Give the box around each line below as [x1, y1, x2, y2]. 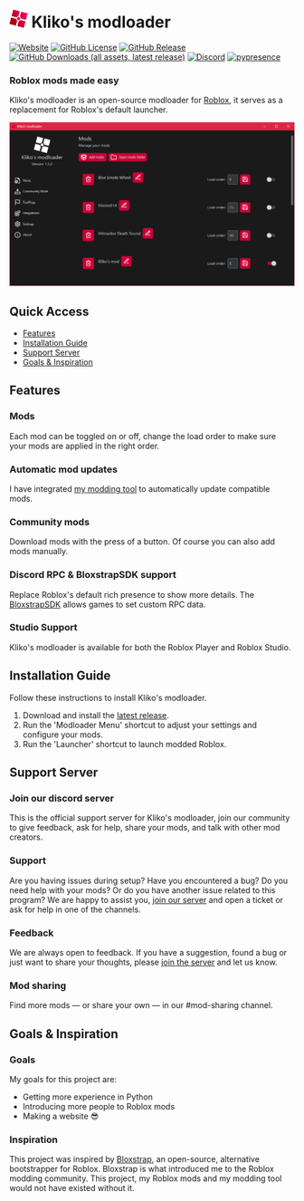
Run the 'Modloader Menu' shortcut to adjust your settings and [22, 719, 258, 730]
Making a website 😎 [22, 1110, 100, 1121]
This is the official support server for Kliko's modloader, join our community [9, 812, 290, 823]
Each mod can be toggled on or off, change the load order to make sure [9, 430, 277, 441]
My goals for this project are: [9, 1073, 118, 1084]
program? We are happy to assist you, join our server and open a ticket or [9, 894, 283, 905]
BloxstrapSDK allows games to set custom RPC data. [9, 599, 206, 610]
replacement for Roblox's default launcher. [9, 104, 168, 115]
